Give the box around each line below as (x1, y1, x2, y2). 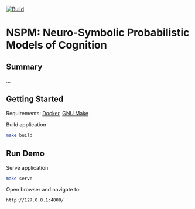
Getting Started (6, 94, 64, 104)
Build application (6, 121, 47, 128)
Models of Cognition (6, 39, 107, 52)
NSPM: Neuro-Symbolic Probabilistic (6, 26, 190, 39)
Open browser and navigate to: (6, 186, 81, 193)
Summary (6, 61, 43, 71)
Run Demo (6, 149, 45, 159)
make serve (6, 176, 33, 181)
